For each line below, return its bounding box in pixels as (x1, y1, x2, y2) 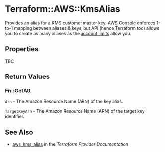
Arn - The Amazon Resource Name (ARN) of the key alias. (5, 98, 123, 105)
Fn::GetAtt (5, 87, 31, 94)
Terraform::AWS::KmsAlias (5, 3, 120, 15)
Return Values (5, 73, 50, 81)
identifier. (5, 113, 25, 120)
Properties (5, 45, 39, 53)
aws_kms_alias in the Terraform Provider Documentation (12, 141, 128, 147)
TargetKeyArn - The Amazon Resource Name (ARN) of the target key (5, 108, 145, 114)
